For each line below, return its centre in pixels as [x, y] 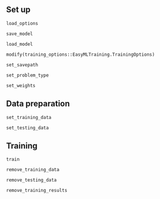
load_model [20, 44]
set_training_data [29, 117]
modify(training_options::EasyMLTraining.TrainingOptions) [81, 54]
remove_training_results [37, 191]
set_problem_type [28, 75]
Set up [18, 10]
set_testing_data [28, 128]
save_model [20, 34]
